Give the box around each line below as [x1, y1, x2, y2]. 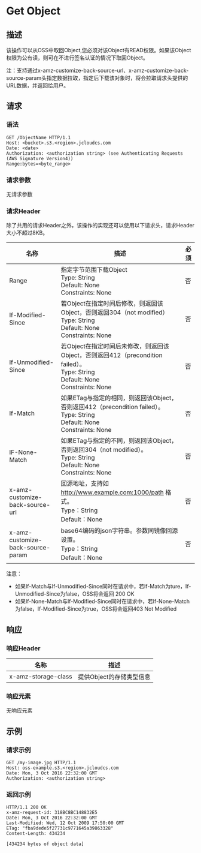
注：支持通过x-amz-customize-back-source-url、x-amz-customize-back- [6, 67, 189, 74]
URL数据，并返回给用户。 [6, 82, 69, 89]
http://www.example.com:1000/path [60, 488, 165, 497]
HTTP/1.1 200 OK [6, 804, 47, 810]
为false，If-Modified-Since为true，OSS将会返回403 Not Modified [14, 605, 177, 612]
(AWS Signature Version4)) [6, 155, 74, 161]
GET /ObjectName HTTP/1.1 [6, 134, 71, 140]
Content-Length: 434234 [6, 831, 66, 837]
